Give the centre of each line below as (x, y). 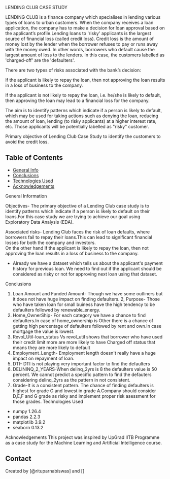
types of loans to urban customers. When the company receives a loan (79, 23)
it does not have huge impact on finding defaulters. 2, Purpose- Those (86, 299)
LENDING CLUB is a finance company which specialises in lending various (83, 17)
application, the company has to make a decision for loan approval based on (85, 28)
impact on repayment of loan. (43, 358)
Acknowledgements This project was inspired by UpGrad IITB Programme (82, 437)
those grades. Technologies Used (48, 401)
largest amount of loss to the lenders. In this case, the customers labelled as (85, 55)
